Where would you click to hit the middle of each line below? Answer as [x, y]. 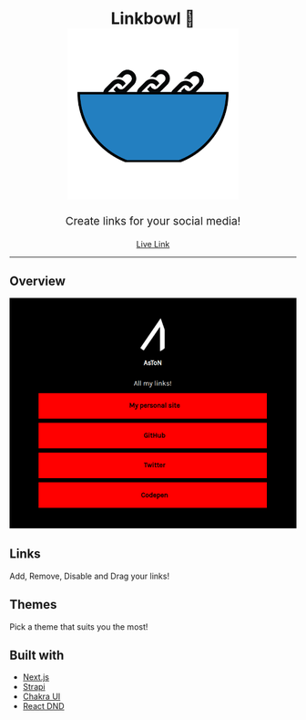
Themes [33, 605]
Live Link [153, 244]
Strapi [34, 687]
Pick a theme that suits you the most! [79, 626]
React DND [44, 706]
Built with [37, 656]
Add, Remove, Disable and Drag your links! [90, 576]
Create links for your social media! [153, 221]
